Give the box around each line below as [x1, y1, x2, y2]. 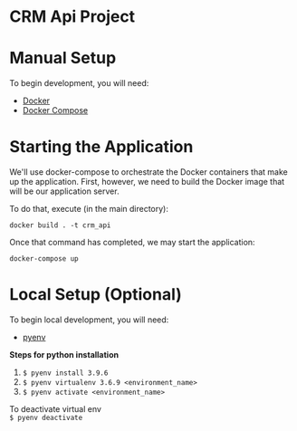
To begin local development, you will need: [9, 314, 169, 325]
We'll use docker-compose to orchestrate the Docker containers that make [9, 167, 288, 177]
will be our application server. [9, 186, 120, 196]
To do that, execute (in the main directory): [9, 204, 169, 215]
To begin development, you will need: [9, 78, 149, 89]
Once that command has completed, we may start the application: [9, 237, 255, 248]
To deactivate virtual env [9, 404, 102, 414]
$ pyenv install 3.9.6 [22, 369, 109, 378]
